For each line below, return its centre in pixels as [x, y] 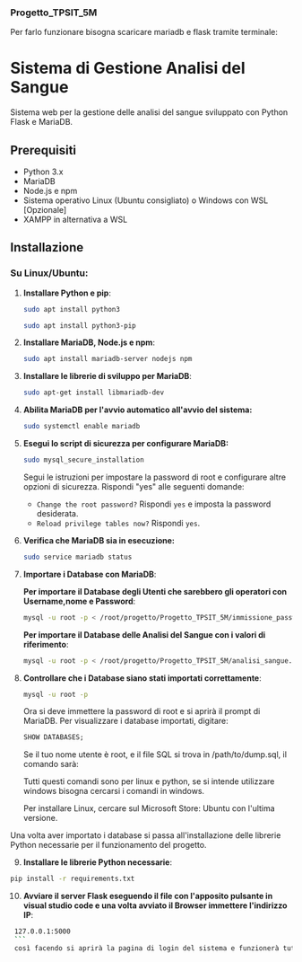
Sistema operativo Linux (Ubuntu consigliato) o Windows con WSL [146, 200]
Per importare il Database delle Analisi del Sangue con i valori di [144, 634]
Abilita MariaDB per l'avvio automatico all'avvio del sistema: [138, 410]
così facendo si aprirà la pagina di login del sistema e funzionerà [147, 948]
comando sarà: [51, 764]
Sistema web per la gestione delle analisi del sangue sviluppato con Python [149, 112]
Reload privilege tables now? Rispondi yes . [118, 523]
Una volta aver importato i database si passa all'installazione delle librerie [146, 835]
